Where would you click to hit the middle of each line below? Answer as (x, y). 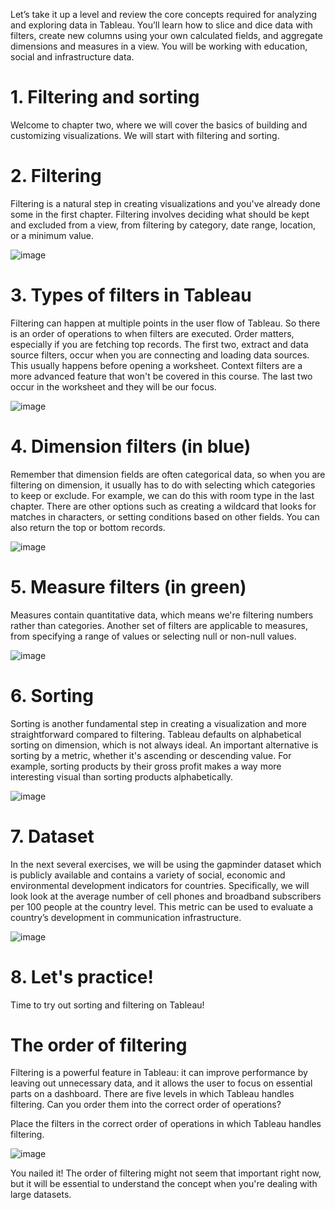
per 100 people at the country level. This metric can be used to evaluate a (162, 906)
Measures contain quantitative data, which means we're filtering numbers (162, 615)
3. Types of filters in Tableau (131, 295)
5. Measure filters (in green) (128, 586)
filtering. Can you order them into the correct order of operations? (146, 1105)
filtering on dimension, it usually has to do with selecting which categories (163, 485)
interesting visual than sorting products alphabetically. (122, 776)
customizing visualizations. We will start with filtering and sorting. (145, 135)
